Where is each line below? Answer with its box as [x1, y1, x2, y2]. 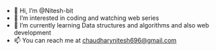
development [13, 28, 52, 37]
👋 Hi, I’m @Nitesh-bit [13, 7, 74, 14]
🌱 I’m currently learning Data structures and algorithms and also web [13, 21, 209, 29]
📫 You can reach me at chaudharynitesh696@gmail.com [13, 37, 177, 44]
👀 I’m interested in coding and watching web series [13, 14, 159, 22]
